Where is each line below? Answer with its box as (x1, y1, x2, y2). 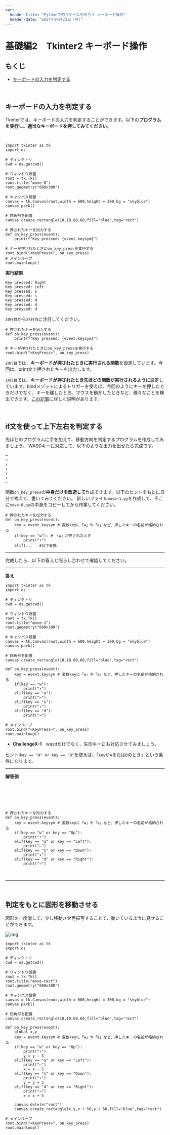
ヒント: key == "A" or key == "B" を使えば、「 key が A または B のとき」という (5, 752, 159, 758)
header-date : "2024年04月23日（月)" (10, 17, 83, 22)
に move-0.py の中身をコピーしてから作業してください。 (5, 502, 119, 507)
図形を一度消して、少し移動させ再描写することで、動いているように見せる (5, 915, 160, 921)
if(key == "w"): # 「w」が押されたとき (14, 533, 92, 538)
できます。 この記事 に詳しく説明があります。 (9, 396, 102, 402)
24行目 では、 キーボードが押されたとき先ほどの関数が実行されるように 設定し (5, 377, 164, 383)
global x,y (14, 1029, 37, 1034)
